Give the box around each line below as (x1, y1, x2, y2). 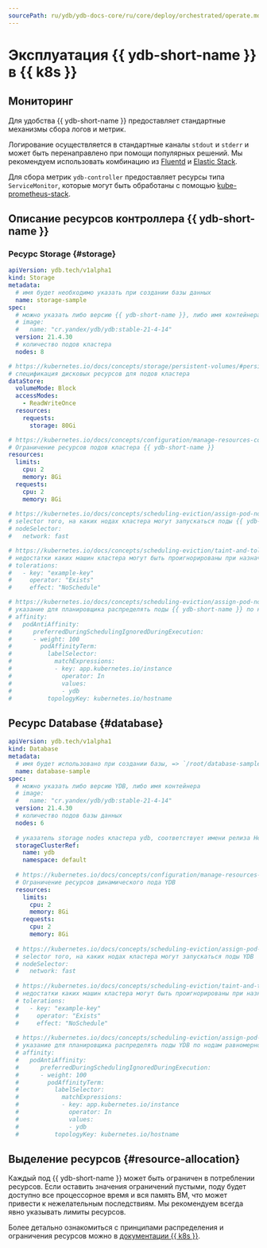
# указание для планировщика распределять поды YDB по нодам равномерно (15, 1042, 261, 1050)
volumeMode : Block (15, 384, 77, 393)
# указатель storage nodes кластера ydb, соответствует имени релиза (15, 834, 250, 842)
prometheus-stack (8, 189, 69, 198)
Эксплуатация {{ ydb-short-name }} (8, 45, 257, 64)
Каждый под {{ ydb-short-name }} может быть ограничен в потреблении (8, 1173, 255, 1183)
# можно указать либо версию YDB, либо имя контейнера (15, 782, 201, 790)
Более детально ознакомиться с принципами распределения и (8, 1222, 224, 1232)
